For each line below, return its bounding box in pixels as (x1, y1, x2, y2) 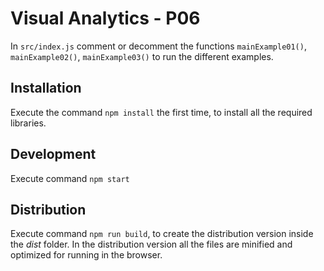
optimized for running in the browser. (10, 249, 163, 261)
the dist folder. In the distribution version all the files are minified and (10, 238, 293, 251)
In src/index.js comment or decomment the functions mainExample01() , (10, 40, 307, 52)
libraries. (10, 117, 47, 129)
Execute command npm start (10, 172, 130, 184)
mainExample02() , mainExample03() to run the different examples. (10, 50, 274, 62)
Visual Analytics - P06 (10, 7, 201, 30)
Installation (10, 80, 82, 97)
